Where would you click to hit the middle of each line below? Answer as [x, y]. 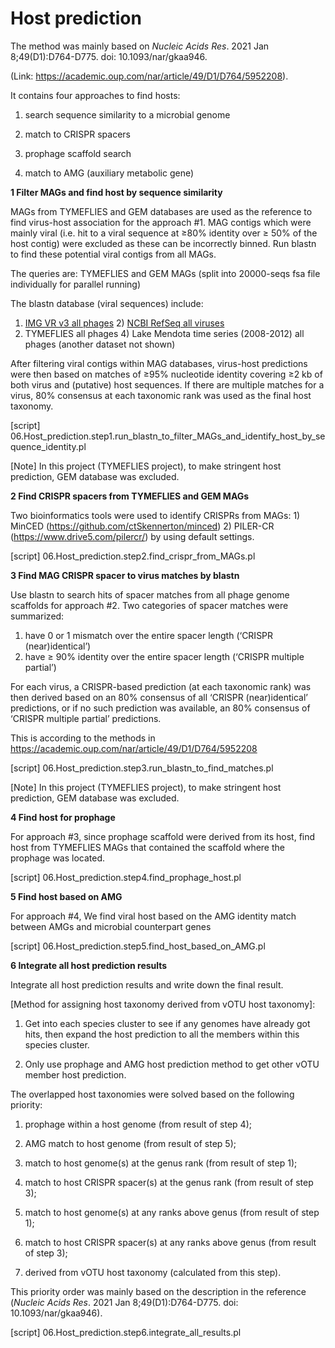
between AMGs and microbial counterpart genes [111, 926]
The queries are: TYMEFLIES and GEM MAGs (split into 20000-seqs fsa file [165, 273]
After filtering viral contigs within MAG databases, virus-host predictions [159, 363]
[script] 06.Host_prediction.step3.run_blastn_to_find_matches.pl [142, 768]
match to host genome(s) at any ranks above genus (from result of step [172, 1212]
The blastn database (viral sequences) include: [107, 303]
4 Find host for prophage [63, 817]
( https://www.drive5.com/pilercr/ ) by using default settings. [132, 536]
